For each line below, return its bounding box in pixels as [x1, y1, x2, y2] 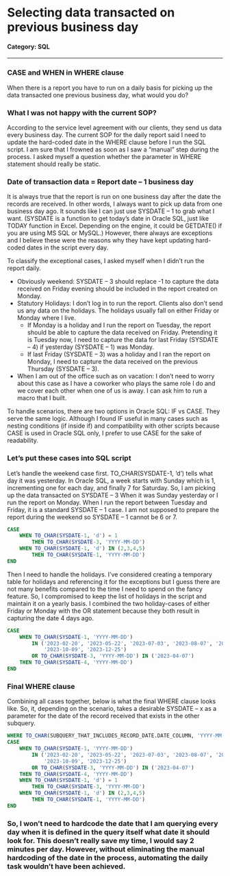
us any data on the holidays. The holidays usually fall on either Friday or [16, 306, 220, 315]
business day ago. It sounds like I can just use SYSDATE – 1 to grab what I [7, 207, 215, 215]
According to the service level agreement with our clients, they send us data [7, 123, 222, 132]
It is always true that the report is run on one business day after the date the [7, 193, 221, 201]
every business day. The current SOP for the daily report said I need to [7, 130, 207, 138]
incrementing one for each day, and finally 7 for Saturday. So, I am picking [7, 483, 216, 491]
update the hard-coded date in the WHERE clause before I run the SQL [7, 138, 207, 146]
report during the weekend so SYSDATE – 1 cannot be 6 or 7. [7, 513, 178, 521]
